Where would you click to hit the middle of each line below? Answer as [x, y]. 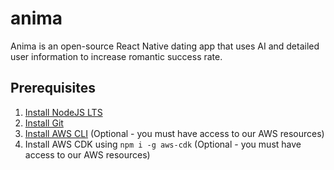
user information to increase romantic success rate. [116, 56]
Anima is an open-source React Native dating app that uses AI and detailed [165, 46]
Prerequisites [53, 88]
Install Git [44, 123]
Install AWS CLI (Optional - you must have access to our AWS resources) [174, 133]
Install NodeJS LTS [63, 112]
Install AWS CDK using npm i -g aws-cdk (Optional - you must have [163, 144]
